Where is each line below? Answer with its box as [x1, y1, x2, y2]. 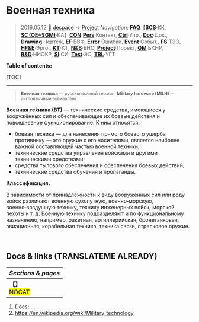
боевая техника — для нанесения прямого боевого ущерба [14, 130, 166, 137]
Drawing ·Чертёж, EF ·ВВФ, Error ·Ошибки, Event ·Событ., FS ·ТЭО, [20, 38, 181, 45]
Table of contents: [6, 62, 52, 69]
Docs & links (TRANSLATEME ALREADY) [6, 251, 158, 262]
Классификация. [6, 179, 50, 187]
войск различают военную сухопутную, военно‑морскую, [6, 197, 154, 205]
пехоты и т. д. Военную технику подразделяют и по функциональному [6, 210, 184, 217]
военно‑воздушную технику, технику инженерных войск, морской [6, 203, 175, 211]
